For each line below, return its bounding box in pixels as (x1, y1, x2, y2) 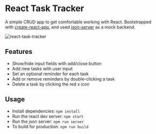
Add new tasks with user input (12, 66, 73, 71)
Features (5, 48, 32, 56)
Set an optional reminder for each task (12, 71, 89, 77)
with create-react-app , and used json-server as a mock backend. (5, 24, 136, 30)
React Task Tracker (5, 3, 84, 14)
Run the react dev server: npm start (12, 113, 84, 119)
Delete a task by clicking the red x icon (12, 81, 90, 87)
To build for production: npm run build (12, 123, 89, 129)
